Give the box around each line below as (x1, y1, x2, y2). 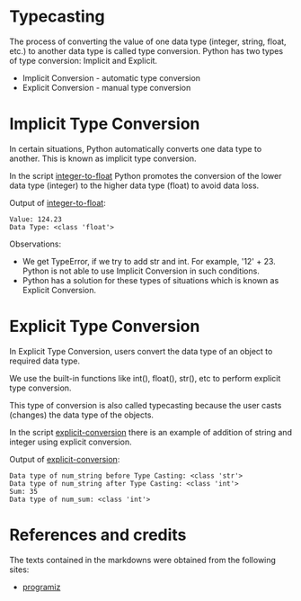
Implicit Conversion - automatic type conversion (22, 72, 200, 83)
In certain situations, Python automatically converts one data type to (9, 143, 262, 154)
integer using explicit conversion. (9, 436, 132, 447)
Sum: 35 (9, 487, 39, 496)
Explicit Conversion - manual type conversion (22, 82, 191, 93)
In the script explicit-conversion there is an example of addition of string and (9, 426, 292, 437)
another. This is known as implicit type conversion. (9, 153, 197, 164)
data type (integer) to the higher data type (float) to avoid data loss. (9, 180, 260, 191)
